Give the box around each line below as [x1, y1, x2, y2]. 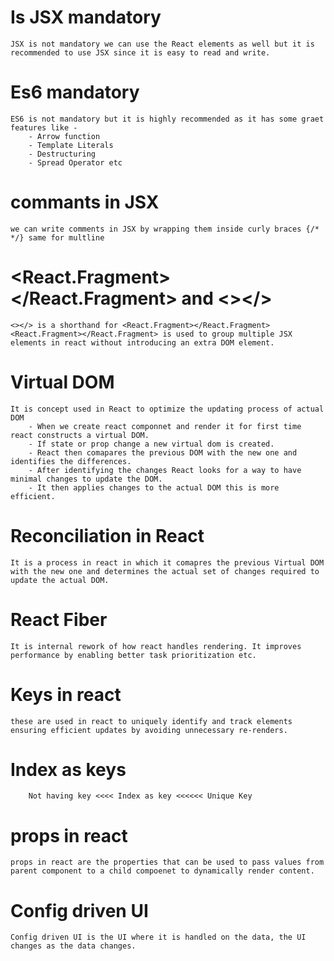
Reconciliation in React [10, 524, 205, 547]
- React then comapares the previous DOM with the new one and [28, 447, 298, 458]
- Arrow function [28, 131, 101, 141]
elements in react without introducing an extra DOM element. [10, 337, 275, 348]
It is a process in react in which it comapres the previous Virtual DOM [10, 557, 325, 568]
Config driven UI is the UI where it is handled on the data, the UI [10, 932, 307, 943]
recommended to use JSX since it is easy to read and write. [10, 47, 271, 58]
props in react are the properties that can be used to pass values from [10, 857, 325, 868]
